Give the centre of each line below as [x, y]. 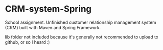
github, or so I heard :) [27, 42]
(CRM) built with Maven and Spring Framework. [53, 27]
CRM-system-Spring [48, 9]
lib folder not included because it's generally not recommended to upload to [82, 37]
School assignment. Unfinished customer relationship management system [81, 22]
